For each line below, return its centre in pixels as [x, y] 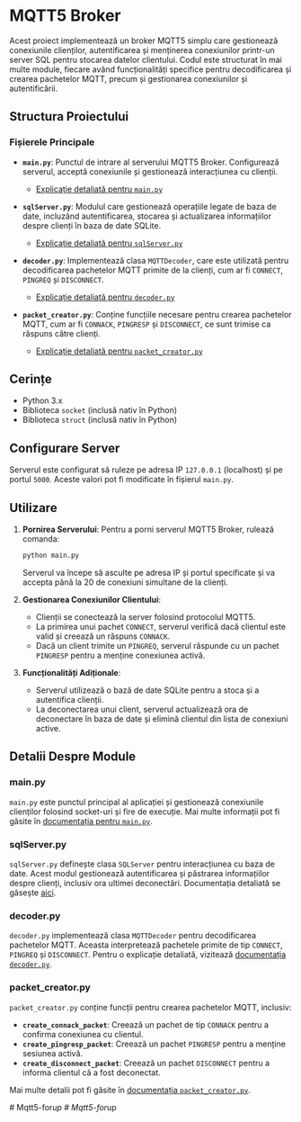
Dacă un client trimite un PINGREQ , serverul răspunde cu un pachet [158, 645]
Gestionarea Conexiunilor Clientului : [92, 599]
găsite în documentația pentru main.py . [81, 821]
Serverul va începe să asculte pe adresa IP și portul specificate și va [149, 572]
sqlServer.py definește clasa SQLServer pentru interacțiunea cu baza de [142, 864]
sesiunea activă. [53, 1053]
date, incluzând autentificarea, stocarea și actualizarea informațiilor [147, 216]
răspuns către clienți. [61, 333]
